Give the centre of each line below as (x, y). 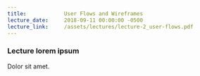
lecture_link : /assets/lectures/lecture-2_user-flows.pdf (100, 26)
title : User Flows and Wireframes (75, 14)
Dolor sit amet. (29, 66)
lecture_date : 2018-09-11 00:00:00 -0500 (75, 20)
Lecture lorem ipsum (43, 51)
